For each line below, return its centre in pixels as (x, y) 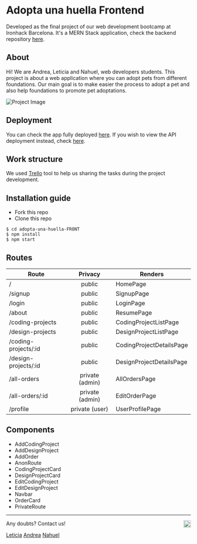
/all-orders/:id (28, 396)
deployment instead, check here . (46, 141)
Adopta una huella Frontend (75, 10)
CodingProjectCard (38, 469)
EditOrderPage (136, 396)
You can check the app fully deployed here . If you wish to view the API (91, 134)
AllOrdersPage (135, 379)
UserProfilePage (138, 409)
